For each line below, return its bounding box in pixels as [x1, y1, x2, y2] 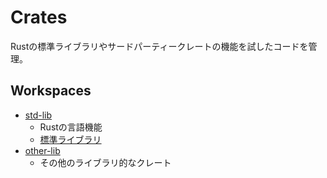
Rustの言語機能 [39, 121, 103, 133]
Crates [10, 6, 68, 29]
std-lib [24, 109, 52, 121]
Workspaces [10, 82, 92, 100]
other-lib [24, 144, 61, 156]
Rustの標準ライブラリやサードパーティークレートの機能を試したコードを [10, 40, 309, 52]
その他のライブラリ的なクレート [39, 156, 172, 168]
